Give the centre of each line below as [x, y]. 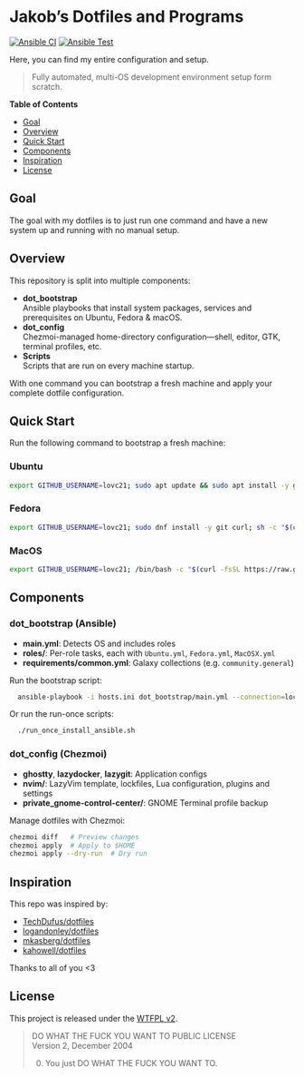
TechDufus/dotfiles [58, 922]
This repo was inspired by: [59, 904]
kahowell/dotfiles [54, 951]
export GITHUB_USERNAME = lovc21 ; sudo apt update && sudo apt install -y [149, 485]
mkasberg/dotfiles [57, 941]
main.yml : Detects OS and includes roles [99, 643]
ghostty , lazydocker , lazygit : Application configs [115, 774]
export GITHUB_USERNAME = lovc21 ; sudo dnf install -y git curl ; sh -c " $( [152, 527]
